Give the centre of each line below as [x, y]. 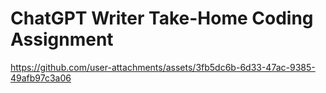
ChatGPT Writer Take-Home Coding [162, 18]
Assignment [62, 39]
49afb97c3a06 [41, 78]
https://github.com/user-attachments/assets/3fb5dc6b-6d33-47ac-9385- [163, 67]
